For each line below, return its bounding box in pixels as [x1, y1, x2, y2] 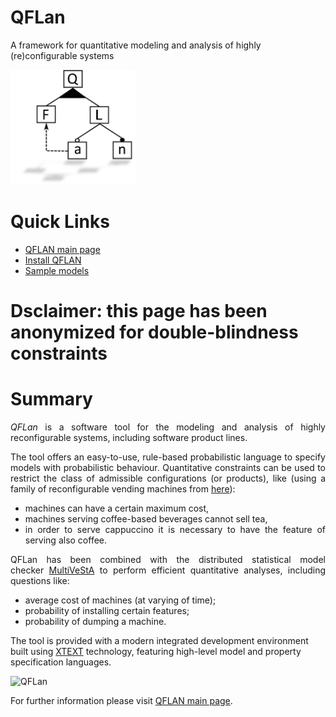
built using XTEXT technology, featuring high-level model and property [10, 646, 302, 657]
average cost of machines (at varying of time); [24, 594, 217, 606]
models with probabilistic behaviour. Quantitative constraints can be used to [10, 462, 326, 473]
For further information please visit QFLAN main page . [10, 695, 233, 706]
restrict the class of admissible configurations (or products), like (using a [10, 472, 326, 484]
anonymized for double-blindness [10, 321, 299, 344]
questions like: [10, 575, 70, 586]
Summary [10, 388, 93, 411]
